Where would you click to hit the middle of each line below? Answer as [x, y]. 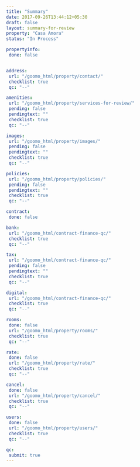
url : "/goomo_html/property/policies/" [57, 179]
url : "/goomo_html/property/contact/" [56, 76]
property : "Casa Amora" [35, 34]
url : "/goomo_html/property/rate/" [52, 363]
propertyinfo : [23, 50]
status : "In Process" [33, 39]
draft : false [22, 22]
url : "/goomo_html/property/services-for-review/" [71, 104]
